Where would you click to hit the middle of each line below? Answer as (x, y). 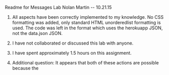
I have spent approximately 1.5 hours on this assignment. (72, 53)
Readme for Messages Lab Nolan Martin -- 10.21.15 (58, 7)
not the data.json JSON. (37, 33)
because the (25, 68)
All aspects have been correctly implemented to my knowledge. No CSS (88, 17)
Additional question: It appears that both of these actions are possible (86, 63)
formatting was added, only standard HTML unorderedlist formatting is (87, 23)
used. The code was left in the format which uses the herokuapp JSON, (87, 28)
